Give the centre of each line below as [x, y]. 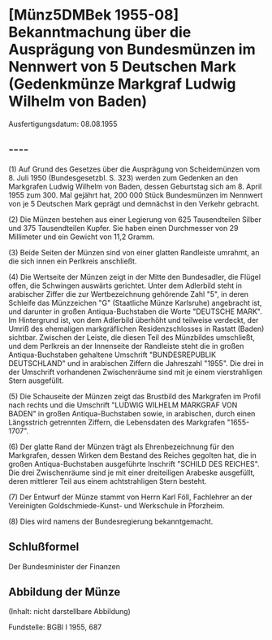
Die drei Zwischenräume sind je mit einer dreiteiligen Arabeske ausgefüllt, [132, 472]
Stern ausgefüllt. [36, 381]
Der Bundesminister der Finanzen [64, 566]
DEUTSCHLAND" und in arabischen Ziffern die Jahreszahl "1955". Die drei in [136, 363]
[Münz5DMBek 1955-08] [94, 15]
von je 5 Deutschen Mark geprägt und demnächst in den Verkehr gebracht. [134, 203]
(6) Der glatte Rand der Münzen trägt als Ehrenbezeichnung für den [121, 446]
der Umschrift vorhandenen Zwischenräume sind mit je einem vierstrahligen [136, 372]
